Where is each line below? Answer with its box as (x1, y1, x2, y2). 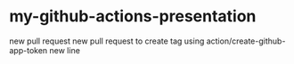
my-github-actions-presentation (9, 6, 257, 27)
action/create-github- (206, 36, 286, 46)
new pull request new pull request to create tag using (9, 36, 205, 46)
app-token (9, 44, 48, 55)
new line (49, 44, 80, 55)
